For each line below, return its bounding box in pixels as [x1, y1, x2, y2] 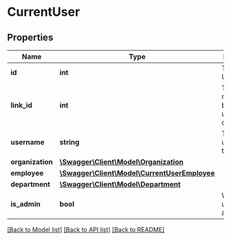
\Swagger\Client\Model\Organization [59, 157, 184, 166]
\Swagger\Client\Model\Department [59, 179, 181, 189]
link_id [10, 100, 33, 110]
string [59, 138, 80, 146]
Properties [7, 32, 54, 43]
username [10, 138, 45, 146]
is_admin [10, 199, 41, 208]
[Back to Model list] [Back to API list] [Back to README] [7, 226, 165, 234]
